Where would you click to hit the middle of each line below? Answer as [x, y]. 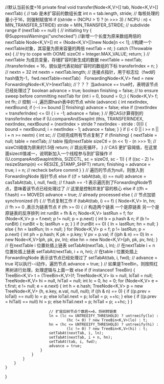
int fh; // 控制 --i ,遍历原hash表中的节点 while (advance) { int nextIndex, [77, 102]
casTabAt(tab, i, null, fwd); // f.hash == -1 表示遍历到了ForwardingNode [77, 182]
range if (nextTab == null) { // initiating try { [48, 30]
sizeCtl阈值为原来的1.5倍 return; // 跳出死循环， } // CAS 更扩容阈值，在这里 [81, 147]
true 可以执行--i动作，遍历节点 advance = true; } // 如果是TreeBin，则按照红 [82, 264]
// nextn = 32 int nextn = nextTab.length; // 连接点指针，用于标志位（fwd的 [80, 72]
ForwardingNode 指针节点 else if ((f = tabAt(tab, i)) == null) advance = [76, 176]
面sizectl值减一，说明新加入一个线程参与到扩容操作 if [59, 153]
